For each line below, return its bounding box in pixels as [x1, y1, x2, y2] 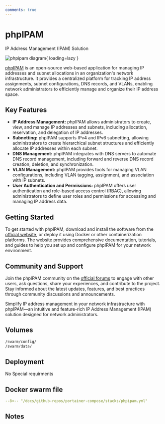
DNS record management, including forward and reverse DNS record [12, 156, 154, 162]
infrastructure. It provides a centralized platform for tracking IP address [5, 75, 151, 81]
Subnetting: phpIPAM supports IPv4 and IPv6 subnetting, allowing [12, 135, 149, 141]
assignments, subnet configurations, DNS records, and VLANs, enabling [5, 80, 153, 86]
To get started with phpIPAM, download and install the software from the [5, 226, 154, 232]
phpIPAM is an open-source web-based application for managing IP [5, 64, 144, 70]
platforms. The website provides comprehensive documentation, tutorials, [5, 237, 157, 243]
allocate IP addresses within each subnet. [12, 145, 98, 151]
